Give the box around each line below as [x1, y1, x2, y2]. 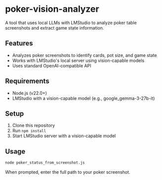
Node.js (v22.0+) [12, 90, 47, 96]
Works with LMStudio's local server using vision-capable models [12, 58, 145, 63]
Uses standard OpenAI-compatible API [12, 62, 91, 68]
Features [5, 39, 33, 48]
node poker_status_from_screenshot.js [5, 160, 85, 165]
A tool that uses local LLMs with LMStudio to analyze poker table [5, 20, 137, 26]
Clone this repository [12, 122, 55, 128]
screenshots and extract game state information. [5, 25, 104, 30]
